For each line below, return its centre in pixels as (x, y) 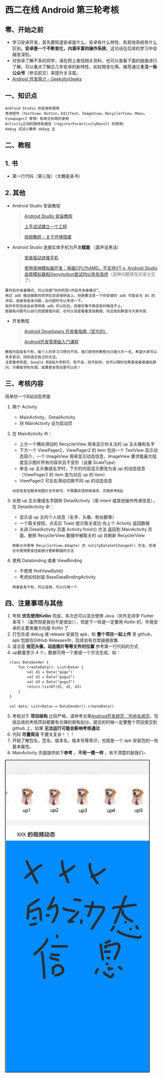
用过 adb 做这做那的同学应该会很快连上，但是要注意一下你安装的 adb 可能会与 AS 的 (80, 296)
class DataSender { (29, 662)
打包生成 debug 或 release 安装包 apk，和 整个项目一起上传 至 (74, 634)
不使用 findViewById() (41, 571)
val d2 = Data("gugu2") (51, 677)
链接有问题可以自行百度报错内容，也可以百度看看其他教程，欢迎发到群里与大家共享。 (77, 311)
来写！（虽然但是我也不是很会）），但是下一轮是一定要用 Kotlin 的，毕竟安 (85, 622)
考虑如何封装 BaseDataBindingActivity (57, 577)
